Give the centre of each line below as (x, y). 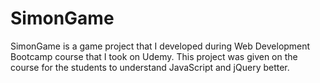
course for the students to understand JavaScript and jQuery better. (150, 67)
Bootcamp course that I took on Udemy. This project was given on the (154, 56)
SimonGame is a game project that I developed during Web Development (160, 46)
